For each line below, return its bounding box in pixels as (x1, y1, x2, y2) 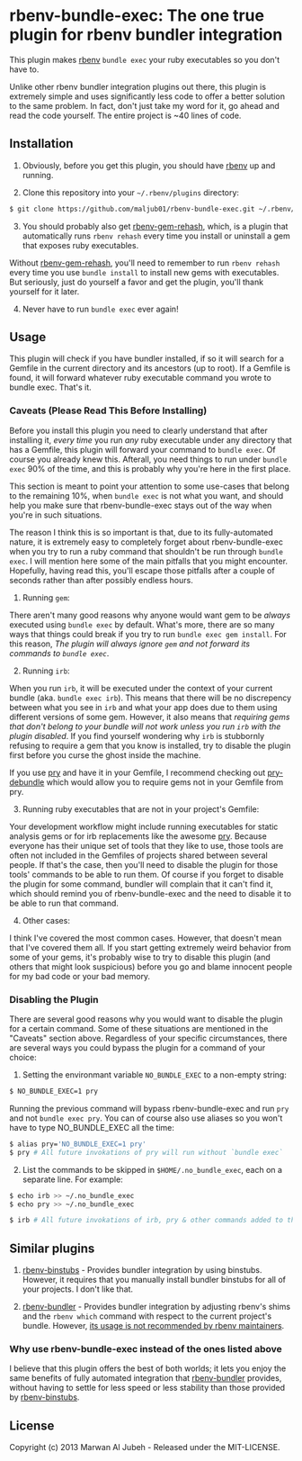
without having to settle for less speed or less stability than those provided (9, 1383, 286, 1393)
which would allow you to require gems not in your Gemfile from (46, 776, 284, 788)
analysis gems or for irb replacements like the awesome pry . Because (9, 830, 267, 842)
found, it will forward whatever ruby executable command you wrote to (9, 373, 271, 383)
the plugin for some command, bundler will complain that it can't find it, (9, 879, 274, 889)
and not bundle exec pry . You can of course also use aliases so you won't (9, 1113, 283, 1123)
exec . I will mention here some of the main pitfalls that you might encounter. (9, 555, 289, 566)
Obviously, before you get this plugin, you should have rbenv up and (22, 159, 276, 171)
